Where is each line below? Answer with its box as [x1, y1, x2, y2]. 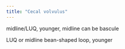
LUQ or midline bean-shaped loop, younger [6, 36, 113, 43]
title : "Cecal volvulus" [6, 8, 68, 15]
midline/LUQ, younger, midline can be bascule [6, 25, 119, 32]
